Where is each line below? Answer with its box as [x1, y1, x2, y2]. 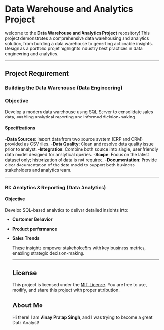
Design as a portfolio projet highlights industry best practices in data [5, 46, 143, 51]
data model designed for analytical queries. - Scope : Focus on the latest [5, 151, 149, 157]
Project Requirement [5, 70, 69, 78]
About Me [12, 301, 43, 309]
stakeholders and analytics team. [5, 167, 72, 173]
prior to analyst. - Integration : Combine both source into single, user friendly [5, 146, 159, 152]
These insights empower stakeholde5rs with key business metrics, [12, 245, 146, 251]
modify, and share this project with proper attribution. [12, 287, 120, 293]
